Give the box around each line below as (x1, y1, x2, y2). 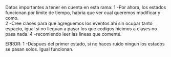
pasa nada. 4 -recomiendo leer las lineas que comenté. (5, 31, 122, 37)
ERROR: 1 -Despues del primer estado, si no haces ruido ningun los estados (5, 41, 165, 47)
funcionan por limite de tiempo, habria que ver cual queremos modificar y (5, 10, 161, 16)
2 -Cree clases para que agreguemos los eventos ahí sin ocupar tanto (5, 20, 153, 26)
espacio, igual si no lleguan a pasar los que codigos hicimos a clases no (5, 26, 157, 32)
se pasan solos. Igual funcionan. (5, 46, 74, 52)
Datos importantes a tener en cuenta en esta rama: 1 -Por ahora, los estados (5, 5, 166, 10)
